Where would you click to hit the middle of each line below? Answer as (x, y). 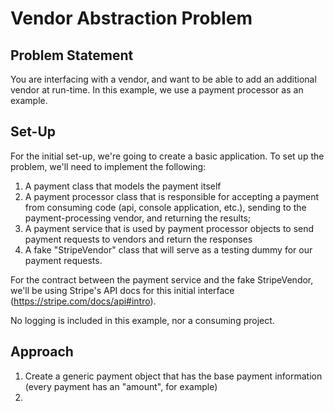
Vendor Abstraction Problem (131, 18)
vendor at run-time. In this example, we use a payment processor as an (157, 90)
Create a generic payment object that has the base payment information (173, 376)
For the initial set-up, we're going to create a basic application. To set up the (167, 156)
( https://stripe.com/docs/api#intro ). (83, 301)
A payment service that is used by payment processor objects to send (169, 228)
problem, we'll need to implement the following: (108, 166)
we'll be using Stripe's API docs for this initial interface (122, 290)
